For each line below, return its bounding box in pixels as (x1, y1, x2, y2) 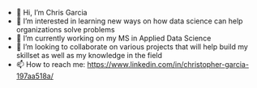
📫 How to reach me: (15, 60, 86, 69)
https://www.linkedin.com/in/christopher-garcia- (87, 60, 250, 69)
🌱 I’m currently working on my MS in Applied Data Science (15, 33, 212, 43)
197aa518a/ (15, 71, 54, 81)
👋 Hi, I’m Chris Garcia (15, 8, 88, 17)
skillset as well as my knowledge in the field (15, 51, 163, 60)
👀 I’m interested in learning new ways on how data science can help (15, 16, 243, 26)
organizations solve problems (15, 25, 115, 34)
